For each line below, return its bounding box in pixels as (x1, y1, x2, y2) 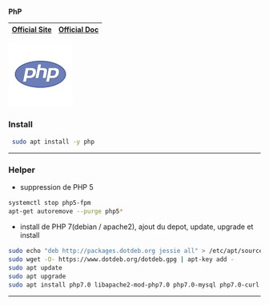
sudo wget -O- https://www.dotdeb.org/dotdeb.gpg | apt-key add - (8, 255, 235, 263)
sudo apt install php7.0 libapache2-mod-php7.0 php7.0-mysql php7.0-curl (8, 280, 260, 289)
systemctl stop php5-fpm (8, 199, 91, 207)
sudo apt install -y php (11, 138, 94, 146)
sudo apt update (8, 263, 62, 271)
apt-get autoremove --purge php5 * (8, 207, 124, 215)
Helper (8, 164, 36, 175)
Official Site (11, 24, 52, 34)
